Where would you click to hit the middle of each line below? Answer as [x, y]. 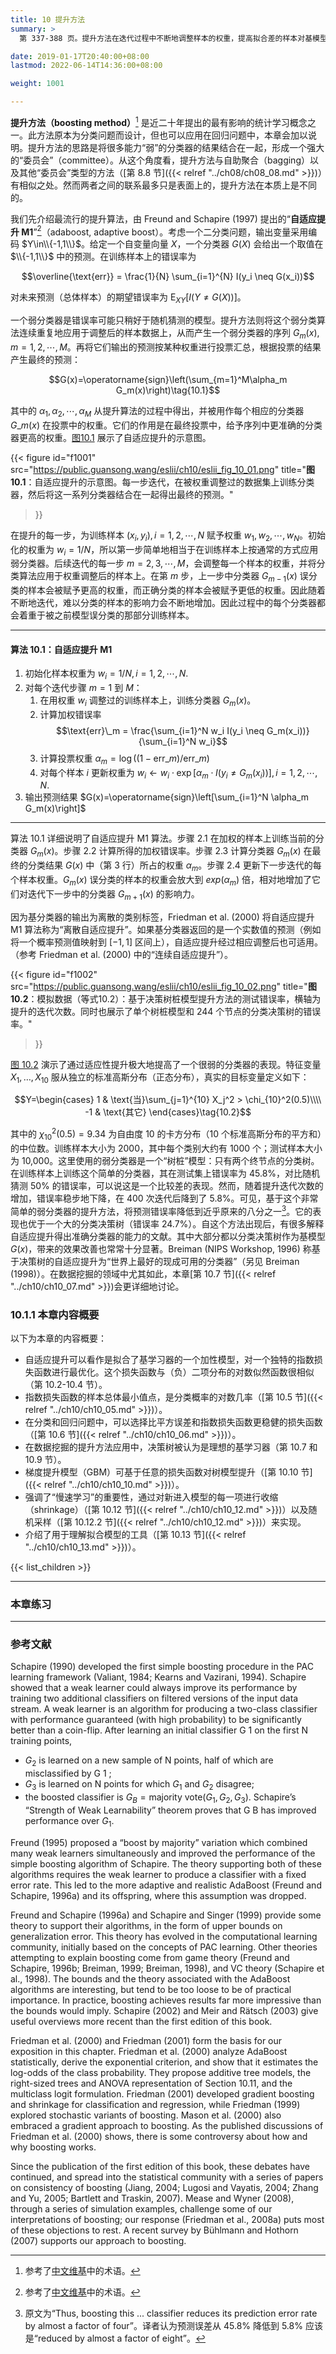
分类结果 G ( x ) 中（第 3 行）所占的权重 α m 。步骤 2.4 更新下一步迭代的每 [174, 866]
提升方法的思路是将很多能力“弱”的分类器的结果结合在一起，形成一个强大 [176, 147]
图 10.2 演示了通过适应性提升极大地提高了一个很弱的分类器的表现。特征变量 [166, 1064]
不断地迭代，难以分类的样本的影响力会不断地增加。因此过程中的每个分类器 [163, 603]
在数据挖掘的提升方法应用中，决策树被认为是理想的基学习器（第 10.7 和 [171, 1447]
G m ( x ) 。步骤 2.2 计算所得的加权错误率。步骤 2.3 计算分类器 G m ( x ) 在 [171, 852]
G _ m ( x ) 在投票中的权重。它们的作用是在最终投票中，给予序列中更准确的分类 [166, 425]
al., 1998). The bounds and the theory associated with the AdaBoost [150, 1978]
